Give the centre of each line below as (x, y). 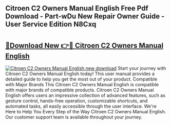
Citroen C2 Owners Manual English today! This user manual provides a (80, 74)
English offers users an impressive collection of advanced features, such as (85, 95)
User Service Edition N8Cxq (51, 24)
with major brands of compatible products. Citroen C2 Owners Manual (80, 90)
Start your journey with (142, 68)
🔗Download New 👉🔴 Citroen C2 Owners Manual (84, 45)
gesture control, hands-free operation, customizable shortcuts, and (77, 101)
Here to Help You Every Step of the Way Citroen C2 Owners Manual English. (86, 111)
